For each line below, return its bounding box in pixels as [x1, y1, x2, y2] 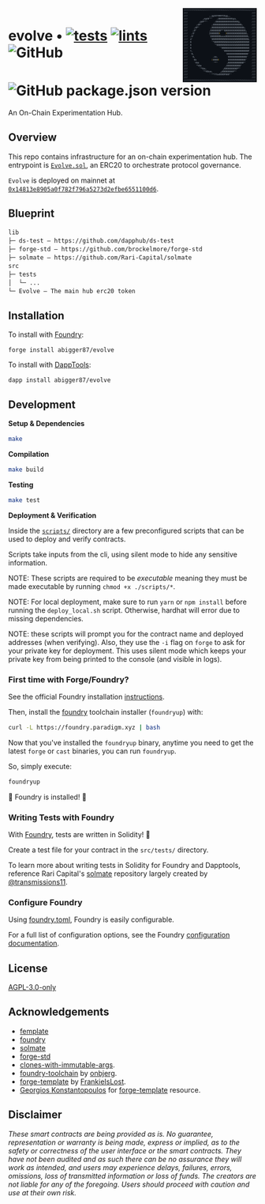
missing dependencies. [8, 613, 84, 623]
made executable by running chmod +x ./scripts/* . [8, 581, 176, 591]
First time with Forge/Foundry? [8, 674, 129, 685]
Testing [8, 480, 34, 489]
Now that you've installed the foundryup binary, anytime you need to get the [8, 738, 254, 747]
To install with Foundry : [8, 330, 84, 339]
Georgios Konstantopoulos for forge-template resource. [19, 1085, 201, 1094]
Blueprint [8, 206, 55, 220]
